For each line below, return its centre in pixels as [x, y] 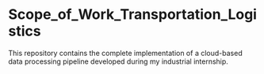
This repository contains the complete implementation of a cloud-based [126, 53]
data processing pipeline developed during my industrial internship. [118, 61]
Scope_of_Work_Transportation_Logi [133, 15]
